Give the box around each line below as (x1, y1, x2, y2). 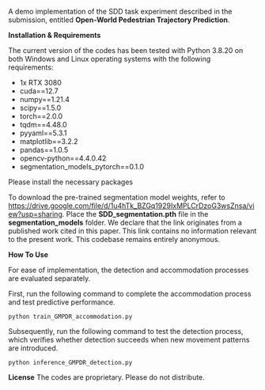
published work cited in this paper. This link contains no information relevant (8, 226, 257, 236)
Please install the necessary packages (8, 177, 133, 187)
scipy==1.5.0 (19, 103, 62, 112)
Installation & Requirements (8, 31, 101, 40)
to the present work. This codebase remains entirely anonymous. (8, 235, 220, 244)
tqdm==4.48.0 (19, 120, 67, 129)
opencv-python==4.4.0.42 (19, 153, 107, 163)
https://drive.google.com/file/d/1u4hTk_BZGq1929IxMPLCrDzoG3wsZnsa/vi (8, 201, 255, 210)
